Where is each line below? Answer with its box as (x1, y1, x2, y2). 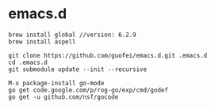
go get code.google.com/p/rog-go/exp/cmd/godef (8, 86, 169, 94)
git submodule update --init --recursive (8, 65, 148, 73)
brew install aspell (8, 37, 77, 46)
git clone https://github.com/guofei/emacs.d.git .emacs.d (8, 51, 208, 59)
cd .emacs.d (8, 58, 48, 66)
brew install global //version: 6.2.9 (8, 31, 136, 39)
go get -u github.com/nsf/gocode (8, 92, 119, 101)
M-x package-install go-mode (8, 79, 105, 87)
